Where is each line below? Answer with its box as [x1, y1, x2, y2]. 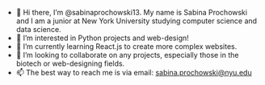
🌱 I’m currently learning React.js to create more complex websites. [15, 42, 238, 51]
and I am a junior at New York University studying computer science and [15, 16, 257, 26]
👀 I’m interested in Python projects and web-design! [15, 33, 190, 42]
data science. [15, 25, 62, 34]
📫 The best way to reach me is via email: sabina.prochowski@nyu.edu [15, 68, 252, 77]
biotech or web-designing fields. [15, 59, 125, 68]
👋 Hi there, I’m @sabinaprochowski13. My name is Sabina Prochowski [15, 8, 248, 17]
